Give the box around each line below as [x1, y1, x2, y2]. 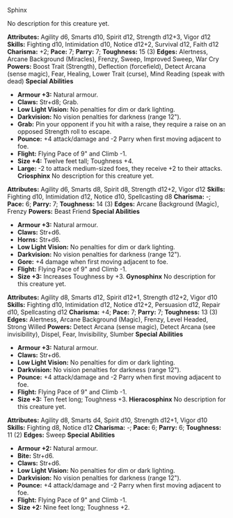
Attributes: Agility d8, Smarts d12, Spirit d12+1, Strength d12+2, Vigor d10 [7, 293, 218, 301]
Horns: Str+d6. [17, 235, 61, 244]
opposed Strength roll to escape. [17, 128, 112, 135]
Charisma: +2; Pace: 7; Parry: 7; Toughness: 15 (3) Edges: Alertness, [7, 48, 209, 56]
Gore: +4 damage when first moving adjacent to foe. [17, 258, 168, 266]
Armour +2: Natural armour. [17, 444, 99, 452]
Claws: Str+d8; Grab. [17, 98, 79, 106]
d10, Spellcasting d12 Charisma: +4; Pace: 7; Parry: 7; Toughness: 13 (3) [7, 308, 218, 316]
